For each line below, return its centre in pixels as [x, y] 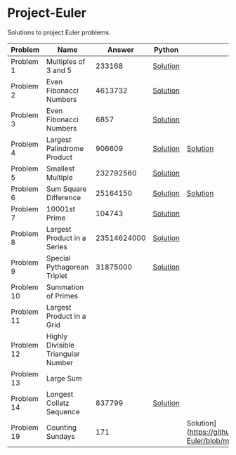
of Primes [62, 296]
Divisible [60, 345]
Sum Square [66, 189]
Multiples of [66, 61]
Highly [57, 336]
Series [57, 246]
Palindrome [65, 148]
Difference [64, 197]
